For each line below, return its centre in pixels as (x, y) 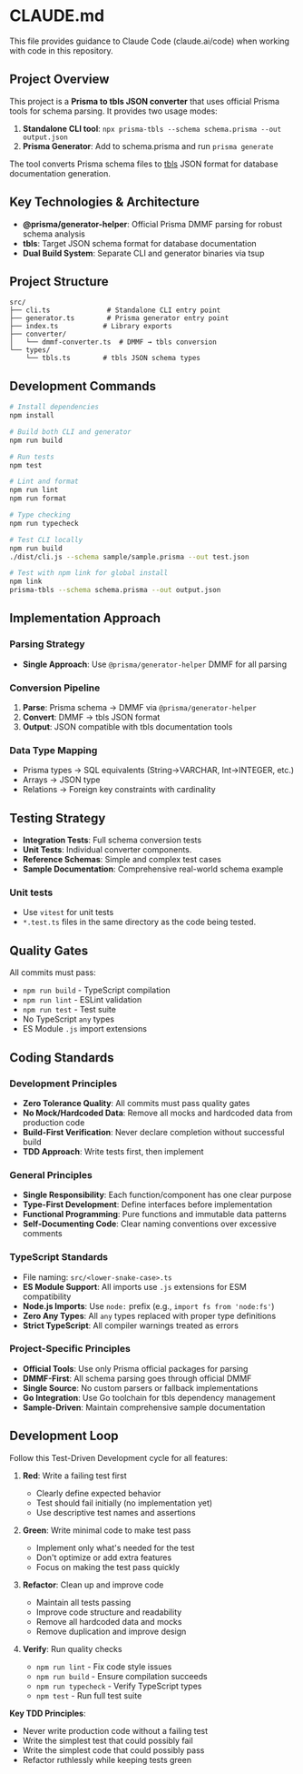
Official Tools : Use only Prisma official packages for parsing (135, 1368)
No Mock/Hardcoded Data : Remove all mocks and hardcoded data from (157, 1113)
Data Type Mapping (54, 750)
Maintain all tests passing (83, 1602)
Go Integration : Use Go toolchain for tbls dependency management (149, 1397)
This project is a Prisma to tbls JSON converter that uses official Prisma (144, 101)
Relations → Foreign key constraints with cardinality (119, 790)
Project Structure (59, 282)
